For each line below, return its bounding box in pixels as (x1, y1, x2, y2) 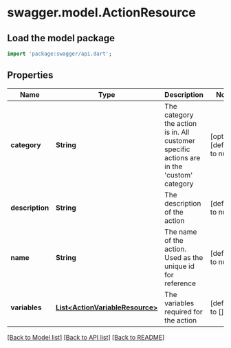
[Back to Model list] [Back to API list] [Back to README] (7, 333, 165, 341)
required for (164, 307, 203, 316)
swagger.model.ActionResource (7, 5, 196, 21)
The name (164, 227, 197, 237)
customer (164, 135, 196, 145)
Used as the (164, 252, 203, 262)
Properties (7, 69, 54, 81)
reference (164, 279, 196, 288)
